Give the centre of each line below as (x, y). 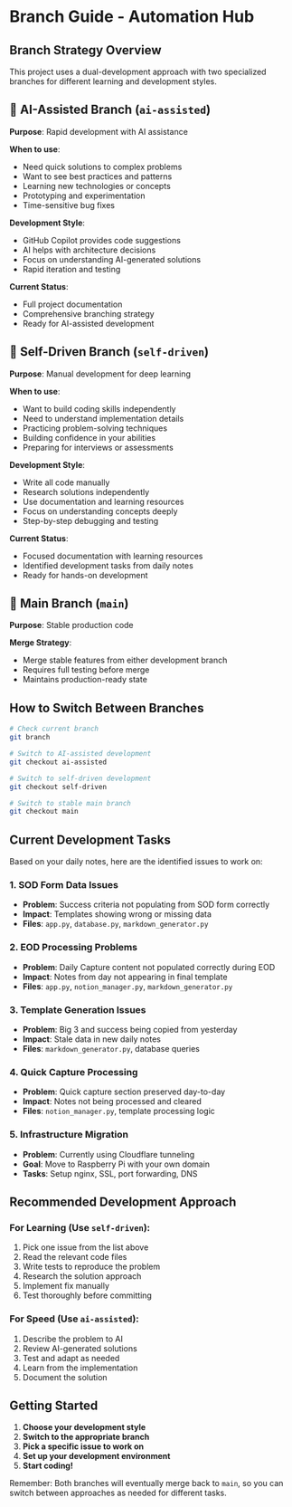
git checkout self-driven (58, 787)
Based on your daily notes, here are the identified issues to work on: (137, 862)
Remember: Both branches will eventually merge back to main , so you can (146, 1483)
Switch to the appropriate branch (86, 1437)
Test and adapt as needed (71, 1358)
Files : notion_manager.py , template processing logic (118, 1111)
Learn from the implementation (80, 1368)
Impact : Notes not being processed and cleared (112, 1102)
